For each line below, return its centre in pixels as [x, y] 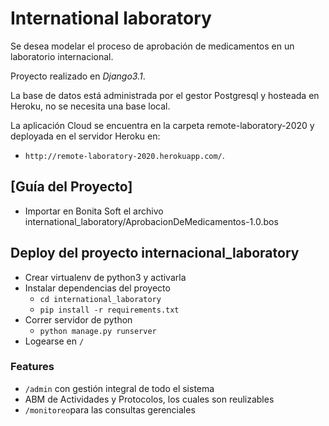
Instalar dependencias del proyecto [97, 288]
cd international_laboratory [100, 299]
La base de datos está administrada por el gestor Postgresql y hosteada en [165, 95]
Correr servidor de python [78, 319]
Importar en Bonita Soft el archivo [94, 211]
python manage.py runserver [98, 331]
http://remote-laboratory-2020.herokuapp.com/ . [124, 155]
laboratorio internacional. [62, 56]
